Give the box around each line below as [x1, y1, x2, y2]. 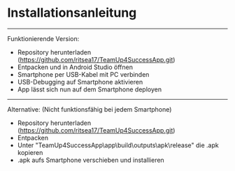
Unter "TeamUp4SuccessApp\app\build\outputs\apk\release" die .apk [17, 141, 219, 149]
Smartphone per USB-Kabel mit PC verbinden [17, 70, 150, 78]
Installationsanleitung [7, 5, 137, 21]
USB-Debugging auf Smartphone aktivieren [17, 77, 143, 86]
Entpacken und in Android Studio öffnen [17, 63, 133, 71]
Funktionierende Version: [7, 34, 80, 43]
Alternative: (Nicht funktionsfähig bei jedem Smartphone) [7, 105, 172, 113]
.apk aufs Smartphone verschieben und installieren [17, 156, 164, 164]
